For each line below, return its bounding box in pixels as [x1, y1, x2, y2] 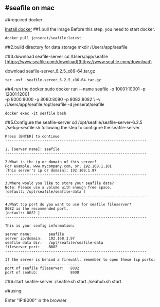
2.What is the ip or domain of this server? [5, 159, 97, 164]
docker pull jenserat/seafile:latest [5, 35, 82, 40]
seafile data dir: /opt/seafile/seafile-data [5, 240, 104, 245]
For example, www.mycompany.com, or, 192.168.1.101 [5, 164, 112, 169]
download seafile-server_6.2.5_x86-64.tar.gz [5, 68, 95, 74]
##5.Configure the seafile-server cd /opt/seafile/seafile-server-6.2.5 [5, 119, 142, 125]
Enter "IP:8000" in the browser [5, 297, 67, 303]
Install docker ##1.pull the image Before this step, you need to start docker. [5, 26, 156, 32]
